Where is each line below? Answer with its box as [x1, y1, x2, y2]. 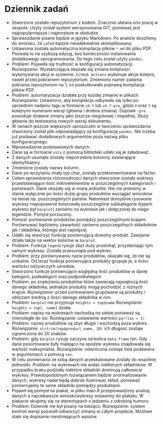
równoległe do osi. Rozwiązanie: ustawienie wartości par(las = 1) [11, 315, 145, 321]
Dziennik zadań [4, 3, 69, 15]
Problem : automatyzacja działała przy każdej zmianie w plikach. [11, 92, 140, 98]
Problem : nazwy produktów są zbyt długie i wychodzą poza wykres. [11, 320, 148, 326]
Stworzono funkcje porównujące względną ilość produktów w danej [11, 268, 148, 274]
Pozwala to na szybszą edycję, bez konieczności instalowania [11, 50, 136, 57]
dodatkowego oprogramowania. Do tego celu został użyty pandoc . [11, 56, 144, 61]
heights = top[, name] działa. [11, 304, 72, 310]
